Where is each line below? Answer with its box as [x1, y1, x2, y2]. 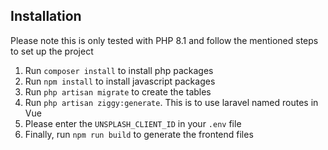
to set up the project [10, 45, 94, 57]
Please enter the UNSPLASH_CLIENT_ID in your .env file [24, 117, 242, 129]
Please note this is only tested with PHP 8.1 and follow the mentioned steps [10, 34, 319, 46]
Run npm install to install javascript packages [24, 75, 216, 87]
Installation [10, 8, 82, 25]
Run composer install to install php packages [24, 64, 214, 76]
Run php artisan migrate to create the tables [24, 85, 212, 98]
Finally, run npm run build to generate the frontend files [24, 128, 254, 140]
